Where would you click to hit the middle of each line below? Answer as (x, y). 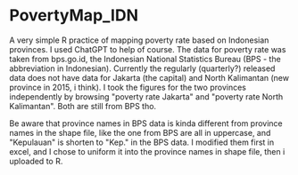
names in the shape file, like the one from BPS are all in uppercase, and (140, 132)
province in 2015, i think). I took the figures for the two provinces (128, 87)
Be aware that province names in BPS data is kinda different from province (146, 123)
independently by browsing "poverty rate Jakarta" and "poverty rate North (146, 96)
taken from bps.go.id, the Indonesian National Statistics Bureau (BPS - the (145, 59)
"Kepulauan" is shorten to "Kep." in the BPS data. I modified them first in (142, 142)
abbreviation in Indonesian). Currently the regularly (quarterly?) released (142, 68)
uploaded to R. (36, 161)
